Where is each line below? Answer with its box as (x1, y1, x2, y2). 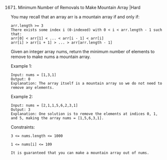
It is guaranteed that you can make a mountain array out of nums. (11, 150, 150, 155)
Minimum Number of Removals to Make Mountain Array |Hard (17, 5, 141, 10)
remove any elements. (11, 85, 55, 90)
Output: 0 (11, 77, 31, 82)
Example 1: (11, 63, 32, 69)
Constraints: (11, 124, 35, 130)
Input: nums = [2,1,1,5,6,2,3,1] (11, 103, 78, 108)
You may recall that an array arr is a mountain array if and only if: (11, 14, 140, 19)
